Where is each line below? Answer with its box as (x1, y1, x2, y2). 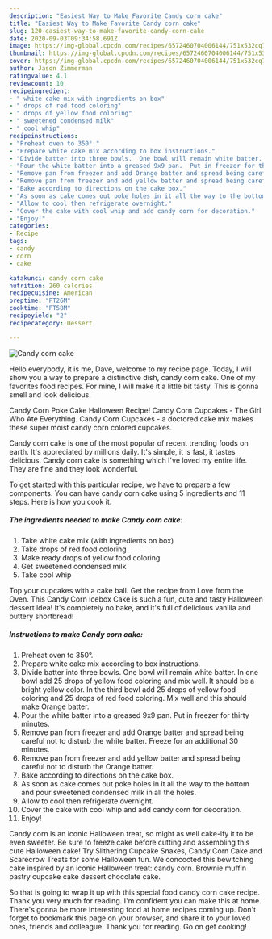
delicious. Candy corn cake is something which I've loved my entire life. (9, 455, 248, 465)
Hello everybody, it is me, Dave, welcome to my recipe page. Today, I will (9, 364, 252, 374)
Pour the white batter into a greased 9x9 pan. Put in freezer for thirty (20, 710, 249, 719)
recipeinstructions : (9, 132, 79, 140)
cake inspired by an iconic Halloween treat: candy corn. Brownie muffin (9, 863, 247, 873)
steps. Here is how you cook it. (9, 497, 112, 506)
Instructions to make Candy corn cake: (9, 630, 144, 639)
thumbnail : (9, 49, 46, 57)
